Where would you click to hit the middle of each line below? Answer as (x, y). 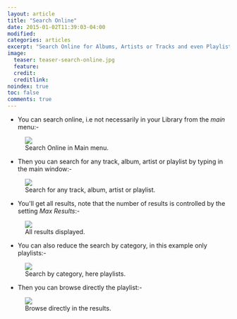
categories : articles (39, 40)
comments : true (30, 100)
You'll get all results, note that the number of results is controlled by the (121, 203)
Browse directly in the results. (68, 308)
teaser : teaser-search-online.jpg (64, 60)
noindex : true (28, 86)
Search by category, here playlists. (75, 274)
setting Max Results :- (48, 211)
